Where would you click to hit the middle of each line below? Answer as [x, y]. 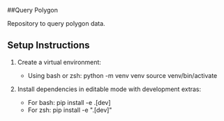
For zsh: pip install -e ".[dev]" [70, 110]
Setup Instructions [48, 46]
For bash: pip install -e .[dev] [69, 102]
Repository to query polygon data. [57, 23]
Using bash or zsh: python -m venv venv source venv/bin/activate [122, 75]
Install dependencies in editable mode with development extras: [109, 89]
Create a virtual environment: [59, 62]
